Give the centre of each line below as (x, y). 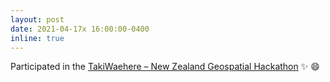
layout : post (37, 19)
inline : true (37, 38)
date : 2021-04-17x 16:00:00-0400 (80, 29)
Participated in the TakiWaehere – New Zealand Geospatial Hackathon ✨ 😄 (165, 67)
